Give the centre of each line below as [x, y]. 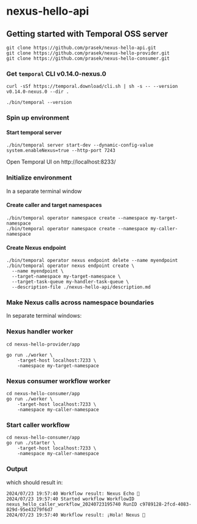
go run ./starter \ [31, 443]
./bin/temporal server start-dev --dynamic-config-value [80, 145]
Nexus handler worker [40, 332]
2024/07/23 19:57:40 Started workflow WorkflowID [71, 499]
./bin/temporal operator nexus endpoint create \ [71, 266]
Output [17, 469]
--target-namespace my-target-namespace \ [66, 277]
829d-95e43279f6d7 [29, 509]
